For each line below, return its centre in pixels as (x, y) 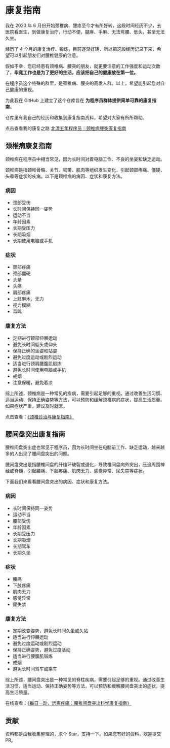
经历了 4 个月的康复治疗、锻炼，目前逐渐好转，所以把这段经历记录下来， (81, 49)
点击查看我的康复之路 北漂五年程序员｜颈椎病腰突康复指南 (66, 128)
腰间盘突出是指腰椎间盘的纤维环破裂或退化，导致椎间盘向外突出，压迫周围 (83, 465)
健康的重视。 (23, 89)
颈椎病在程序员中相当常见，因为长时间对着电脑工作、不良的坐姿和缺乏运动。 (85, 159)
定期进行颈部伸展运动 (35, 338)
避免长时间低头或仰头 (35, 344)
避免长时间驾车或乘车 (35, 669)
